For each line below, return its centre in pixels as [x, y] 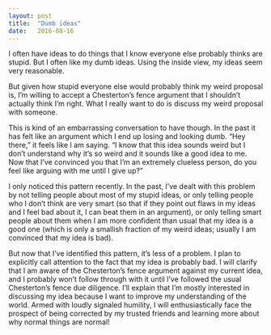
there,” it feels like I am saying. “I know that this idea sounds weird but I [127, 145]
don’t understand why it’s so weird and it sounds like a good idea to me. [128, 153]
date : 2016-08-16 [41, 31]
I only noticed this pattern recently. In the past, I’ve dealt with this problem [132, 186]
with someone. [33, 112]
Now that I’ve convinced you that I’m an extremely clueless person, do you [133, 162]
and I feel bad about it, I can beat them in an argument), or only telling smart [135, 212]
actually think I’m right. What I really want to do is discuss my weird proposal [136, 104]
